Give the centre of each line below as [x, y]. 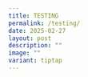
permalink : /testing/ [44, 23]
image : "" [25, 53]
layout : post [30, 38]
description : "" [35, 46]
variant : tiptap [35, 61]
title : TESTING [34, 16]
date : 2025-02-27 [37, 30]
